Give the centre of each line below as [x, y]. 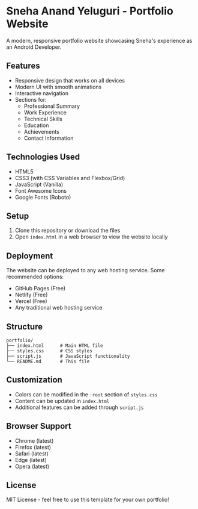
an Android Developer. [34, 47]
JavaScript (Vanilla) [39, 184]
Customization [34, 380]
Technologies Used [43, 157]
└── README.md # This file [48, 361]
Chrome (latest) [34, 440]
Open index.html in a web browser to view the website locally [91, 237]
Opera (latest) [32, 466]
